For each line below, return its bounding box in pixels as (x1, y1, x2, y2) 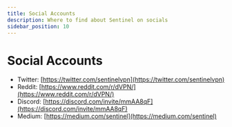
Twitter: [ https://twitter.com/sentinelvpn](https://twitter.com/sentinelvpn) (17, 75, 225, 84)
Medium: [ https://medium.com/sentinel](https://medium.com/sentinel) (17, 112, 217, 121)
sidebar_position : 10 (7, 23, 70, 30)
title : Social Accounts (7, 10, 76, 17)
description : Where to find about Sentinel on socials (7, 17, 168, 23)
